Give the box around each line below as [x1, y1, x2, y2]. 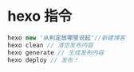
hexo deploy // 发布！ [7, 56, 80, 64]
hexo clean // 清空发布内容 [7, 41, 93, 49]
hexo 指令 [7, 7, 73, 25]
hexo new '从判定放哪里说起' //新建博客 [7, 33, 125, 42]
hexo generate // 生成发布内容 [7, 48, 104, 56]
